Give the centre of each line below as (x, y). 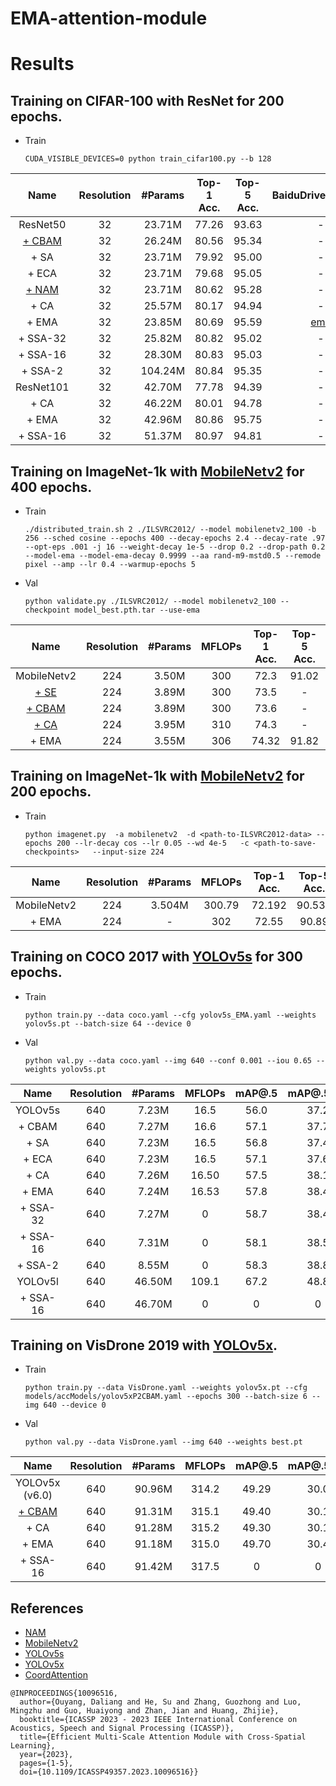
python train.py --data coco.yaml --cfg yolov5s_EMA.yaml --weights (170, 1015)
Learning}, (33, 1746)
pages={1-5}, (46, 1763)
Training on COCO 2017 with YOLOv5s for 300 (157, 957)
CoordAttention (56, 1675)
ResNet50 (42, 225)
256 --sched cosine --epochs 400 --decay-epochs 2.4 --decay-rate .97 (175, 538)
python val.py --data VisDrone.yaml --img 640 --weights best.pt (163, 1442)
